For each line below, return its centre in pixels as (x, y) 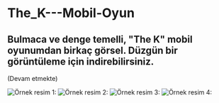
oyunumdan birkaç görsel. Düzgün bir (93, 50)
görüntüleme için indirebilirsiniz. (81, 61)
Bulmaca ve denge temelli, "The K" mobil (100, 39)
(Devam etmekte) (33, 78)
